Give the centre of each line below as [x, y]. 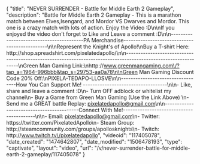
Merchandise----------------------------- [143, 40]
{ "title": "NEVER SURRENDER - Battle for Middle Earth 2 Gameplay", [90, 9]
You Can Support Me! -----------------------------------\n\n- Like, [110, 85]
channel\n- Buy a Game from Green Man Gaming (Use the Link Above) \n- [98, 97]
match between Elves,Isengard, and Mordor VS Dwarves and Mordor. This [98, 21]
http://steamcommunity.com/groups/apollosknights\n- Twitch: [83, 129]
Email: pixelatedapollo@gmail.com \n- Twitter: [104, 116]
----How [17, 85]
